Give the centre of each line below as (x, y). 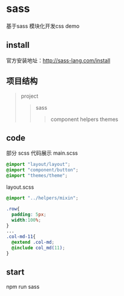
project (30, 96)
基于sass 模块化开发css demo (43, 26)
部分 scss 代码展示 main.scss (42, 153)
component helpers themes (84, 119)
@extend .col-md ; (33, 242)
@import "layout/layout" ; (38, 164)
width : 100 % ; (27, 220)
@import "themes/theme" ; (37, 176)
